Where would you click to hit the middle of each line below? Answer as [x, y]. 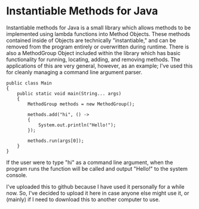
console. [17, 175]
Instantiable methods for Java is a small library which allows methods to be [99, 28]
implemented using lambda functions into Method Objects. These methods [98, 34]
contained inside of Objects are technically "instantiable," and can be [91, 40]
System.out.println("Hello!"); [77, 125]
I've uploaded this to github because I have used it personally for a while [96, 186]
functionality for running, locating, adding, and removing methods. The [93, 59]
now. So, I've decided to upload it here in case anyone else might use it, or [98, 193]
